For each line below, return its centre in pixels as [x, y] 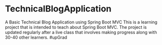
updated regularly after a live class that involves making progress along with [81, 32]
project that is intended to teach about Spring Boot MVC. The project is [76, 27]
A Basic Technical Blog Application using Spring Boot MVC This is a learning [81, 22]
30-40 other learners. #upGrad [36, 37]
